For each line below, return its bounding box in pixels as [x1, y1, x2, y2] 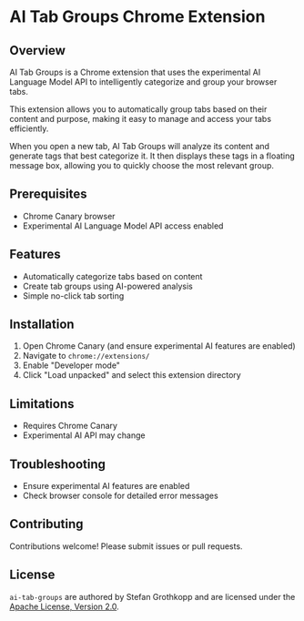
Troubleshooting [9, 456, 106, 472]
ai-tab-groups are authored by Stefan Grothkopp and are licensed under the [9, 591, 296, 602]
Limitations [9, 396, 75, 412]
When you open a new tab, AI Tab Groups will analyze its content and [9, 141, 270, 151]
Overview [9, 43, 66, 58]
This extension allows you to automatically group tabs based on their [9, 104, 268, 115]
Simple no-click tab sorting [22, 290, 125, 301]
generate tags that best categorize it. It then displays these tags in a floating [9, 150, 296, 161]
